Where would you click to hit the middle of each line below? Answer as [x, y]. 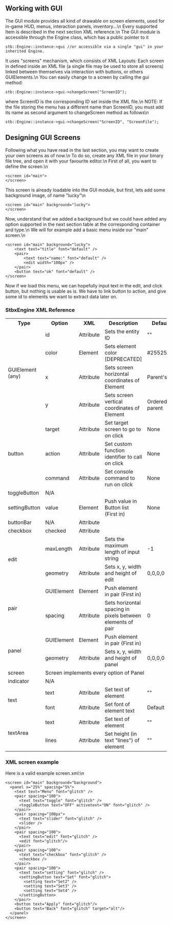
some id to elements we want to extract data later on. [61, 296]
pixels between [123, 615]
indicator [18, 681]
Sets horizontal [123, 603]
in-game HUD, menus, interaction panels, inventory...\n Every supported [81, 26]
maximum [116, 546]
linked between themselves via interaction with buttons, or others [74, 71]
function [115, 450]
